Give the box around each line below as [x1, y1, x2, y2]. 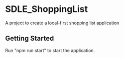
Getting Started [5, 34, 54, 43]
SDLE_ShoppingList [5, 3, 88, 15]
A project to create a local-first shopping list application [5, 20, 120, 26]
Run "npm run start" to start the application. [5, 47, 95, 53]
